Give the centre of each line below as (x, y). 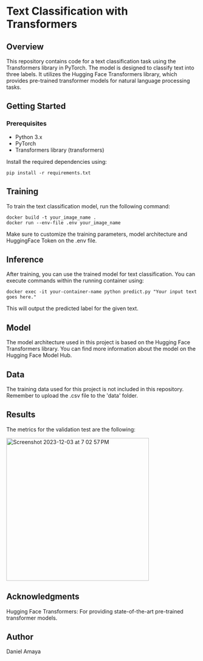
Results (21, 415)
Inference (25, 259)
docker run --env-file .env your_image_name (64, 223)
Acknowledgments (43, 597)
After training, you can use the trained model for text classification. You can (101, 274)
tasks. (14, 87)
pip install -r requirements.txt (49, 173)
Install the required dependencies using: (57, 161)
